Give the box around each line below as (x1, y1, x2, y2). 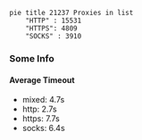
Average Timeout (9, 74, 75, 85)
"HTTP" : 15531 (25, 16, 82, 25)
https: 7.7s (21, 113, 60, 124)
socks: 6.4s (21, 123, 65, 134)
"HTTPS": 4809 (25, 24, 78, 33)
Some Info (9, 52, 55, 64)
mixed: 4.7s (21, 95, 65, 105)
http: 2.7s (21, 103, 57, 115)
